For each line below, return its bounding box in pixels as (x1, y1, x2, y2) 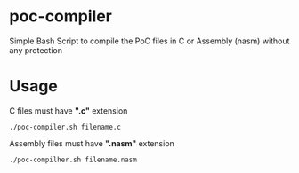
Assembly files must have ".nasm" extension (9, 138, 175, 148)
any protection (9, 44, 62, 55)
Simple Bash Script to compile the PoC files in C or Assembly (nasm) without (9, 35, 290, 46)
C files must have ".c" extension (9, 105, 128, 116)
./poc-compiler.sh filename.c (9, 122, 122, 131)
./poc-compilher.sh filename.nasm (9, 155, 138, 164)
